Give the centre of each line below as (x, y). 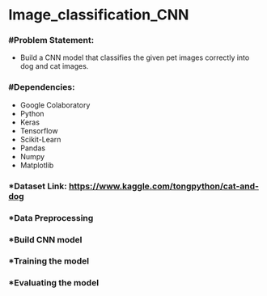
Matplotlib (37, 165)
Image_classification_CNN (99, 15)
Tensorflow (39, 130)
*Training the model (49, 261)
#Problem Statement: (51, 40)
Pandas (33, 148)
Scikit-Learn (40, 139)
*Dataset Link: (38, 186)
